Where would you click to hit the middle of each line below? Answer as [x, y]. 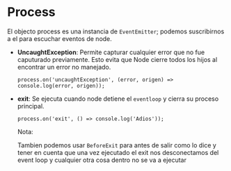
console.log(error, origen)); [61, 85]
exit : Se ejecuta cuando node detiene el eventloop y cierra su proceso [118, 99]
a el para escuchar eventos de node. [60, 38]
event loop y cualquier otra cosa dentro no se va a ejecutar [102, 160]
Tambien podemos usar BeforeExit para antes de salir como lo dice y [117, 145]
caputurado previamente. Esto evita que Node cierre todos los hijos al [117, 59]
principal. [31, 106]
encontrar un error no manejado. [64, 67]
